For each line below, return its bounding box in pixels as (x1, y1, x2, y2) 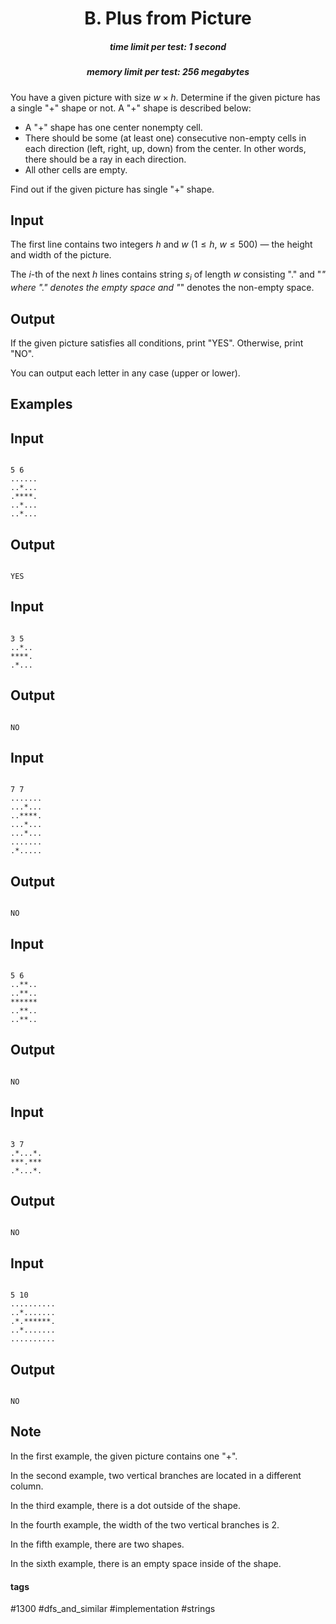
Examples (10, 396, 73, 413)
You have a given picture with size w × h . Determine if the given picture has (10, 91, 321, 103)
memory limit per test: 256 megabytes (86, 66, 250, 78)
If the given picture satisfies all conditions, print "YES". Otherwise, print (10, 337, 304, 349)
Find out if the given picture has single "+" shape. (10, 183, 215, 195)
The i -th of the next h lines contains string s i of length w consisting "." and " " (10, 268, 326, 283)
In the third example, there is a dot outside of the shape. (10, 1499, 241, 1511)
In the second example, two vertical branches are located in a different (10, 1469, 302, 1481)
